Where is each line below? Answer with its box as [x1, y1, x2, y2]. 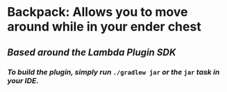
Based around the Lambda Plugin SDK [7, 46, 176, 58]
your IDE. [7, 75, 40, 85]
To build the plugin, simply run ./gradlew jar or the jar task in [7, 67, 220, 77]
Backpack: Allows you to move [7, 4, 188, 20]
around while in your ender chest [7, 19, 201, 35]
